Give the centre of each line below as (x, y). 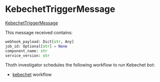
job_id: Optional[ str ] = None (36, 46)
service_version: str (27, 56)
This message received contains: (39, 32)
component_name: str (27, 51)
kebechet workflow (32, 75)
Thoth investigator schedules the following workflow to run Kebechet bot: (80, 65)
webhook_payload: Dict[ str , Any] (40, 41)
